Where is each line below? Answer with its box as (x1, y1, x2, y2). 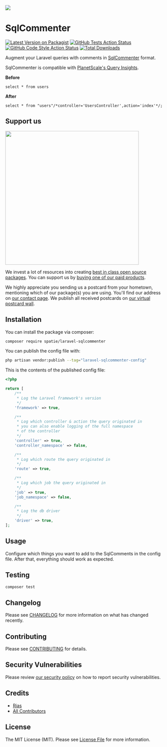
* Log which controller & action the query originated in (16, 419, 143, 424)
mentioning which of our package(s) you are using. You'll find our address (5, 289, 161, 296)
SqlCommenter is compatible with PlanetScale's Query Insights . (5, 64, 139, 71)
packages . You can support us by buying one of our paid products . (5, 274, 146, 281)
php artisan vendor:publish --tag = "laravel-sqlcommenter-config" (5, 358, 147, 363)
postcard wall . (5, 300, 35, 307)
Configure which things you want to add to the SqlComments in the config (5, 550, 161, 556)
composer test (5, 584, 36, 590)
